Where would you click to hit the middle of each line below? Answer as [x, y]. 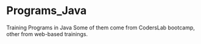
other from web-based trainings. [47, 34]
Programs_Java [47, 11]
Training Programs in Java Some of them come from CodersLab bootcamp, [100, 28]
